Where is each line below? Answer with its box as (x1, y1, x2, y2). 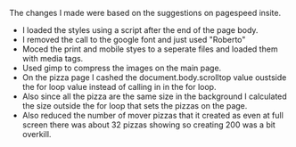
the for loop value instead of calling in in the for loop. (21, 82, 217, 92)
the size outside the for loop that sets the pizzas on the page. (21, 101, 248, 110)
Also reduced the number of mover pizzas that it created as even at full (21, 110, 284, 120)
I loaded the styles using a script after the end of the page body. (21, 25, 259, 35)
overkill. (21, 129, 52, 139)
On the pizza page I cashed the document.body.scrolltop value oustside (21, 72, 287, 83)
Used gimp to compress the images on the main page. (21, 62, 222, 73)
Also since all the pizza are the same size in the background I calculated (21, 91, 287, 102)
